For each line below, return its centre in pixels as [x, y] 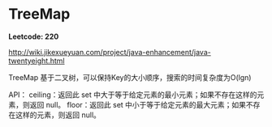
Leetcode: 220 [34, 36]
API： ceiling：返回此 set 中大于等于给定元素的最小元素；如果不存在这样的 [133, 95]
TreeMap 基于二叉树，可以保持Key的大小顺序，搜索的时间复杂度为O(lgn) [130, 77]
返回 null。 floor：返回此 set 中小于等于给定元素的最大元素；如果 [138, 104]
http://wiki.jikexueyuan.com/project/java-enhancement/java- [110, 52]
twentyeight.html [37, 61]
